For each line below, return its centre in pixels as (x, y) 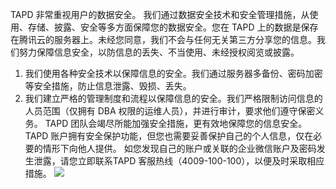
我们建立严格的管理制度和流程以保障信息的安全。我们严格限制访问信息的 (173, 98)
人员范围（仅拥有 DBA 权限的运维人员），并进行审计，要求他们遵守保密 (170, 111)
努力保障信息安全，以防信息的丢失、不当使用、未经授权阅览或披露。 (159, 52)
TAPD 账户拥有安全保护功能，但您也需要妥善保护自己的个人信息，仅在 (169, 136)
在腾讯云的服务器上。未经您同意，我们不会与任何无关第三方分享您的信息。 (163, 39)
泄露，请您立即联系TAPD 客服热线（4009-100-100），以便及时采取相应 (179, 161)
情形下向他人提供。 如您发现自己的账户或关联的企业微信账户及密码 (179, 148)
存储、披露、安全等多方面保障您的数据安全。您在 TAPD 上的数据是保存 (173, 27)
